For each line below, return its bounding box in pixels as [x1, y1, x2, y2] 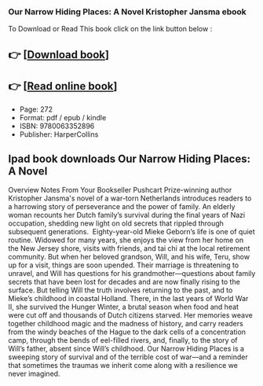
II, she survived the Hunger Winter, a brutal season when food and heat [8, 302, 239, 312]
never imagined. [8, 369, 60, 379]
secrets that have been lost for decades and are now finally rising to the [8, 278, 241, 287]
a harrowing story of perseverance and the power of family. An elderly [8, 202, 236, 211]
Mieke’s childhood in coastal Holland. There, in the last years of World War [8, 294, 249, 303]
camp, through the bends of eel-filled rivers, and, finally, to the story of [8, 336, 238, 345]
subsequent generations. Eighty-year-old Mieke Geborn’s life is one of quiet [8, 227, 255, 237]
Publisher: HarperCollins [19, 129, 99, 139]
